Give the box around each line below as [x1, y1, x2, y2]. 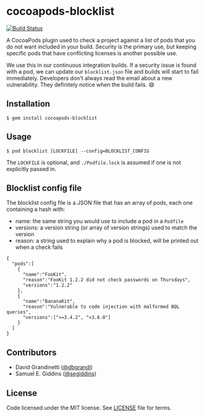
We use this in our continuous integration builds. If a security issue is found [6, 61, 196, 69]
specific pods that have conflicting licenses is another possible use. [6, 49, 178, 56]
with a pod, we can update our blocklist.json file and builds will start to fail [6, 67, 199, 75]
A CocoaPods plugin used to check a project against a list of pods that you [6, 36, 195, 44]
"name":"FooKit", [22, 272, 68, 278]
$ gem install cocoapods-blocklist [6, 115, 98, 121]
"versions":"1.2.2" [22, 282, 72, 289]
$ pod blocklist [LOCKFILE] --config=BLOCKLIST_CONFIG [6, 148, 150, 154]
